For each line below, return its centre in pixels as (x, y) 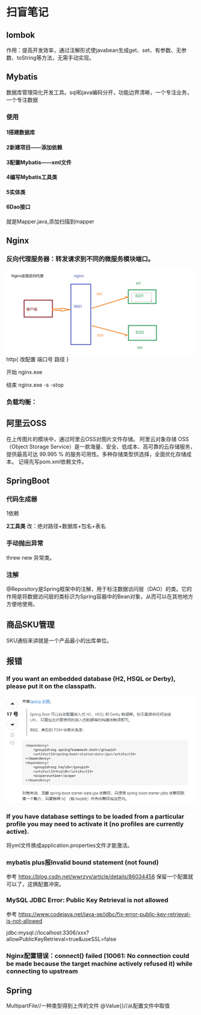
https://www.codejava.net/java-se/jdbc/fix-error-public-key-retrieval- (104, 914)
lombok (21, 35)
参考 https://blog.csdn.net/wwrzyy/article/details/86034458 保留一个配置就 (100, 876)
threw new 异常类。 (31, 557)
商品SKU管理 (31, 625)
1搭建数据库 (21, 133)
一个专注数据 (22, 99)
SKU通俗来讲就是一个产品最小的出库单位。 (59, 640)
